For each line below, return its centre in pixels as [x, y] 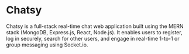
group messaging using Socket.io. [47, 45]
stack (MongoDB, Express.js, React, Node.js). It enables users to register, [94, 32]
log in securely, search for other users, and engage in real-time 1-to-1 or [93, 38]
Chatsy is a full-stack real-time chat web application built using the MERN [95, 26]
